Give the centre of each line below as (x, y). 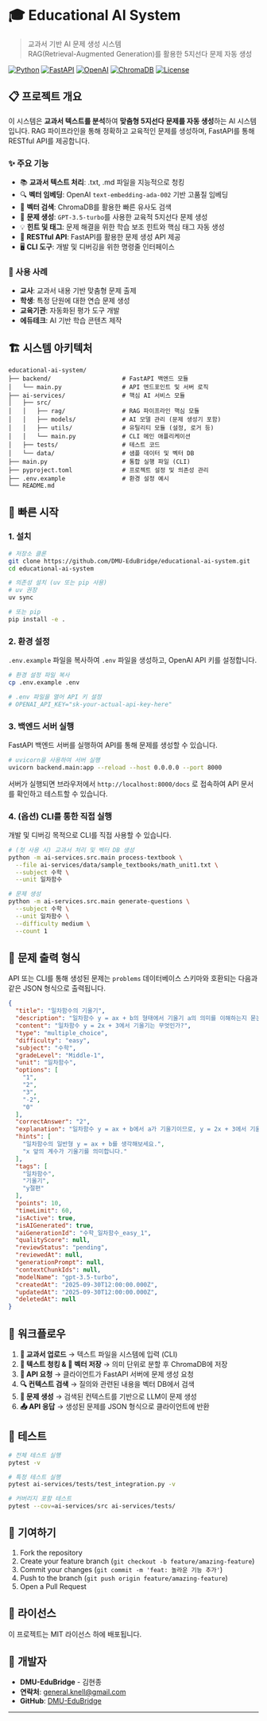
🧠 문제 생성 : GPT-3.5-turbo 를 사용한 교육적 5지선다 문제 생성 (114, 217)
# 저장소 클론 (27, 554)
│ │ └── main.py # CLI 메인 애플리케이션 (99, 437)
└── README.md (32, 486)
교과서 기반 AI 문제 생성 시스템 (74, 44)
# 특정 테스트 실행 (35, 1477)
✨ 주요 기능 (29, 163)
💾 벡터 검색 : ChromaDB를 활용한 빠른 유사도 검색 (96, 207)
